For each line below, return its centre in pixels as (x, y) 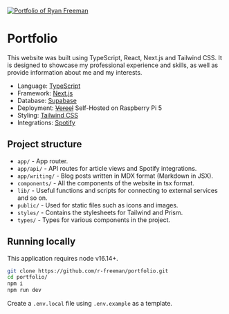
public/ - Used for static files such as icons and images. (98, 205)
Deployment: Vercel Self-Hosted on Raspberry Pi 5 (90, 108)
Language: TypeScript (49, 86)
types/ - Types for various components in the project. (94, 220)
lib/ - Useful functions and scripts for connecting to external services (117, 190)
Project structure (45, 144)
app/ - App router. (43, 161)
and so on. (32, 198)
